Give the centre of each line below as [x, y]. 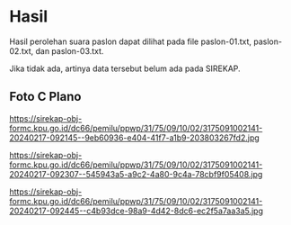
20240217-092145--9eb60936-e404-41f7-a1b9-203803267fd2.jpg [135, 138]
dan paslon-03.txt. [70, 50]
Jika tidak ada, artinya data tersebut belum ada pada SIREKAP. [125, 68]
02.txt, [22, 50]
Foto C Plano [45, 97]
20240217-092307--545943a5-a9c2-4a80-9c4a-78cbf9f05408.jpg [136, 174]
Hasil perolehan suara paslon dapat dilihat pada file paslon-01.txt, [131, 41]
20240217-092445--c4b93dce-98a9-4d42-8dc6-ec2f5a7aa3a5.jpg [136, 211]
